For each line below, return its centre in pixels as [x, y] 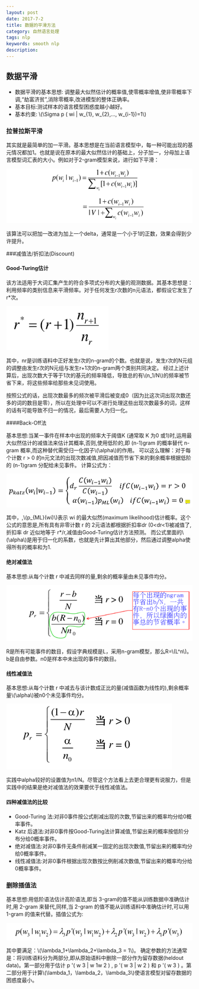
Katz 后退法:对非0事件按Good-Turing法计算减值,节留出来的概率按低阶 [99, 831]
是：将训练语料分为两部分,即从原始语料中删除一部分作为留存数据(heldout [95, 958]
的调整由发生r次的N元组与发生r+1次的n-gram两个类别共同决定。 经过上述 [95, 367]
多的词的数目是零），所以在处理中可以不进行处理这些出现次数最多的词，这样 [98, 402]
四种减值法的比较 [27, 802]
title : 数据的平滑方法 [31, 25]
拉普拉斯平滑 [25, 131]
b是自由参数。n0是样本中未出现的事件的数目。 [63, 659]
